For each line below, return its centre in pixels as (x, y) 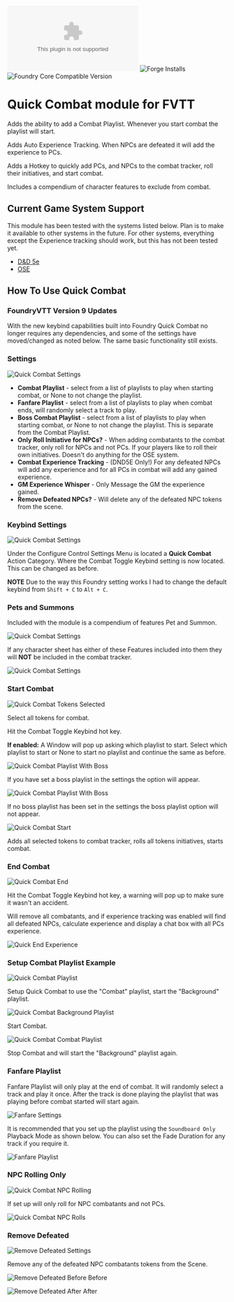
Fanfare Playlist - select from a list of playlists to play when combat (115, 402)
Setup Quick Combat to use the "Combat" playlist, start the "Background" (113, 992)
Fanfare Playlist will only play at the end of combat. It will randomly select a (115, 1087)
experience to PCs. (35, 152)
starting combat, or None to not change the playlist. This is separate (115, 424)
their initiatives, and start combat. (55, 173)
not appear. (24, 814)
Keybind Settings (37, 524)
